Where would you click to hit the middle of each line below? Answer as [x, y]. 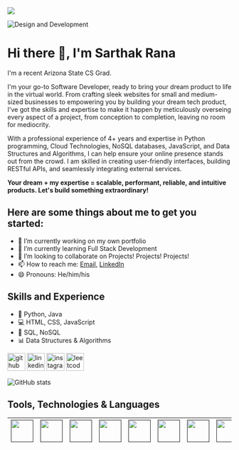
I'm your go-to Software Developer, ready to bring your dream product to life [119, 86]
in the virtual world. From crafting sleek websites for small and [99, 94]
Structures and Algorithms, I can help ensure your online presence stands [116, 153]
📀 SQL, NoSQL [39, 332]
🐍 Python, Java [40, 314]
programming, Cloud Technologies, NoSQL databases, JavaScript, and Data [118, 145]
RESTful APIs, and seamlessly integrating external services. [95, 168]
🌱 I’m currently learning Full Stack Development [87, 248]
